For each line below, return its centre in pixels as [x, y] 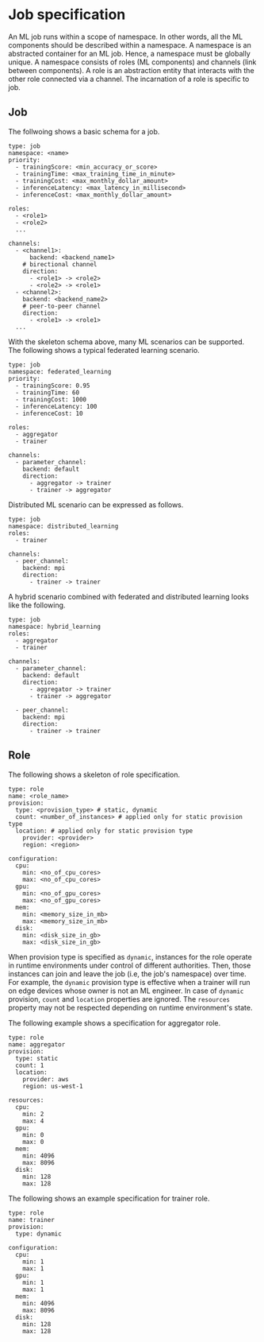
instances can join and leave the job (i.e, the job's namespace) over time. [128, 974]
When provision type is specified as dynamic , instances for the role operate [130, 956]
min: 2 [33, 1114]
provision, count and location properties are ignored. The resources [119, 999]
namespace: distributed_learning [63, 526]
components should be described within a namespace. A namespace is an [130, 45]
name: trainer [32, 1220]
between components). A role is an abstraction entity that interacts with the [132, 70]
